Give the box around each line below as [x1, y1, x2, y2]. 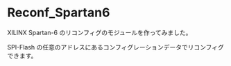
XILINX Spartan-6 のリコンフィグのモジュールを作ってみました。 [7, 28, 192, 36]
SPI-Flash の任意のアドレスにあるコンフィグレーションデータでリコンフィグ [7, 43, 224, 51]
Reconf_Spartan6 [7, 5, 110, 21]
